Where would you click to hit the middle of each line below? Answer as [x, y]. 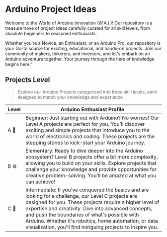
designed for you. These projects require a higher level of [92, 202]
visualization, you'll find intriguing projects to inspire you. [92, 227]
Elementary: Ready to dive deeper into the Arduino [84, 151]
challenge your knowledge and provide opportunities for [91, 169]
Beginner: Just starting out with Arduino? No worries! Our [92, 118]
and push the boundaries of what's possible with [82, 215]
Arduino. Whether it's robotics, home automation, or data [92, 221]
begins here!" [19, 64]
